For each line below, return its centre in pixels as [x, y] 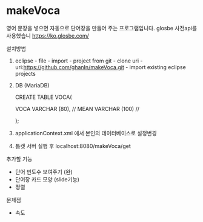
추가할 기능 [19, 159]
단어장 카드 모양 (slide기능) [47, 179]
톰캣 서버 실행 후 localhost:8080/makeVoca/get [73, 146]
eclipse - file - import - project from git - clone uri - [79, 61]
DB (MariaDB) [32, 85]
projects [25, 73]
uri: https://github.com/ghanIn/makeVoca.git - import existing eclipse [100, 67]
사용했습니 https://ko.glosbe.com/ [48, 35]
